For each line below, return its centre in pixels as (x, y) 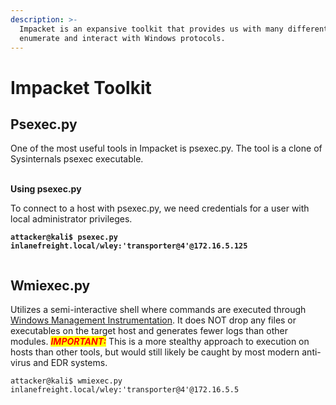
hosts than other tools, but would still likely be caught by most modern (155, 352)
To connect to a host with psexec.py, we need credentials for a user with (160, 208)
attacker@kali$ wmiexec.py (66, 381)
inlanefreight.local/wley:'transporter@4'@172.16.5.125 (129, 246)
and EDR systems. (70, 363)
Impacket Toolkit (81, 87)
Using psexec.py (46, 189)
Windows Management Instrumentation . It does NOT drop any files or (153, 320)
